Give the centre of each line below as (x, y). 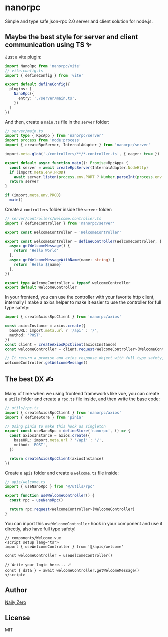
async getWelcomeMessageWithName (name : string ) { (62, 260)
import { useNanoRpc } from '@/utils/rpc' (50, 487)
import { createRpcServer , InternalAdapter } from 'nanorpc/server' (78, 145)
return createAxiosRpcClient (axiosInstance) (57, 459)
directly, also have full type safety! (40, 529)
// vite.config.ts (24, 71)
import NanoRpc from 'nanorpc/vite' (43, 66)
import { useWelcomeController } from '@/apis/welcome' (64, 547)
